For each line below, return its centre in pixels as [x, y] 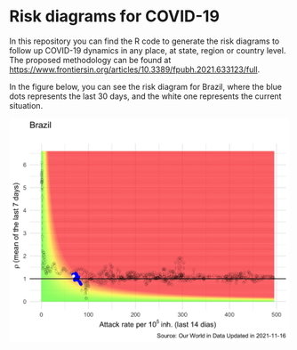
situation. [26, 105]
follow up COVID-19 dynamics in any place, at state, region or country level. [148, 50]
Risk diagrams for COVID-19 [115, 16]
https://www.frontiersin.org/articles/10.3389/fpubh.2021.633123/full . [135, 69]
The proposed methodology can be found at [90, 60]
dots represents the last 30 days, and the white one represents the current [145, 96]
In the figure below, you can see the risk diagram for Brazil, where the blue [146, 86]
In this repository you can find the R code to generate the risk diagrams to [144, 41]
